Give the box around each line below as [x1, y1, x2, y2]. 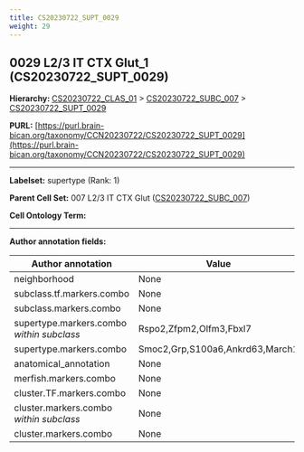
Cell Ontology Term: [9, 210, 87, 221]
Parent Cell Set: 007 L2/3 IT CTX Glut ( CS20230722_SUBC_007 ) [9, 193, 251, 203]
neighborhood [14, 273, 75, 286]
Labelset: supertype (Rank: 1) [9, 175, 120, 186]
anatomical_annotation [14, 358, 110, 371]
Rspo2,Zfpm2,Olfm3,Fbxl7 [138, 323, 252, 335]
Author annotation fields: [9, 236, 107, 247]
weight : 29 [9, 22, 51, 31]
